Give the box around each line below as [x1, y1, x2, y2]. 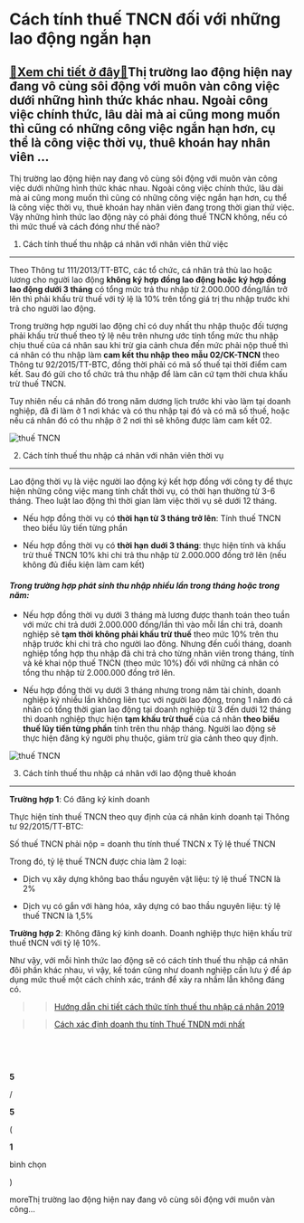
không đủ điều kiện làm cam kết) [22, 559, 145, 570]
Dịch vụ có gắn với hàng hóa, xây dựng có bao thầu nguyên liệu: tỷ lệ [22, 901, 281, 912]
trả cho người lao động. [9, 303, 97, 314]
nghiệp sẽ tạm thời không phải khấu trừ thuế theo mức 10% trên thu [22, 629, 279, 640]
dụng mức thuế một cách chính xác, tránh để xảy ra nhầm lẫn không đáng [9, 974, 285, 985]
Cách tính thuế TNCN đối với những [9, 9, 281, 30]
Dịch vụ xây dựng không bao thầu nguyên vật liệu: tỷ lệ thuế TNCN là [22, 874, 281, 885]
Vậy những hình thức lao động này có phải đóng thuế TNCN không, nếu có [9, 212, 288, 222]
